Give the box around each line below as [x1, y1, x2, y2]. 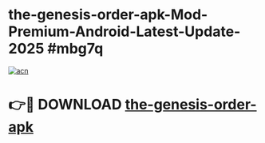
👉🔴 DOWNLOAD [8, 96, 122, 113]
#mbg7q [47, 40, 104, 58]
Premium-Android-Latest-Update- [8, 22, 241, 41]
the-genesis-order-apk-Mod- [8, 6, 208, 24]
